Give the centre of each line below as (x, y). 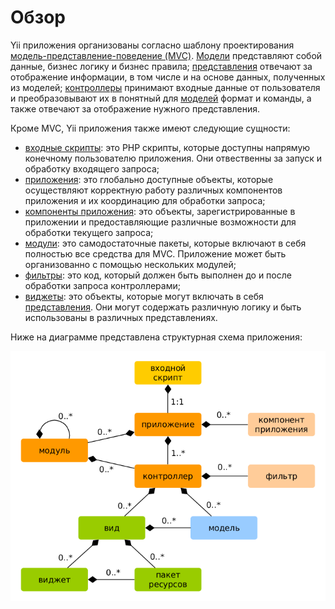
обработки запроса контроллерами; (102, 285)
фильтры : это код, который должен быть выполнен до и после (158, 275)
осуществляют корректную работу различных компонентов (153, 190)
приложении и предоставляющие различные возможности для (160, 222)
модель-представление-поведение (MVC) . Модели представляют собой (166, 55)
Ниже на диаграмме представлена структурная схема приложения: (156, 337)
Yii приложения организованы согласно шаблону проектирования (152, 45)
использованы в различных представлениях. (121, 317)
